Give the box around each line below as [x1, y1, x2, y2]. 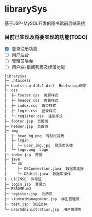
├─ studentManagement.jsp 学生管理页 [4, 197, 80, 202]
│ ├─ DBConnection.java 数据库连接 [4, 167, 84, 171]
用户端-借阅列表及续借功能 [11, 64, 65, 70]
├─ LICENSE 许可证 [4, 177, 42, 182]
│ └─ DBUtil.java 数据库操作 [4, 171, 71, 177]
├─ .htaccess [4, 78, 31, 83]
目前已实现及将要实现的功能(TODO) [4, 33, 88, 40]
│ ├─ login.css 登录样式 [4, 109, 56, 114]
